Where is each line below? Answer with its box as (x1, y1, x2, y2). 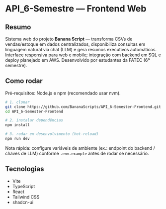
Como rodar (5, 77, 43, 85)
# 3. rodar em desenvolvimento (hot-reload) (5, 131, 99, 137)
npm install (5, 122, 30, 127)
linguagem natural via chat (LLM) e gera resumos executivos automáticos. (5, 47, 157, 52)
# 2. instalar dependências (5, 118, 64, 123)
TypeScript (12, 183, 35, 189)
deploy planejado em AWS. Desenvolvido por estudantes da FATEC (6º (5, 57, 150, 63)
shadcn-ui (12, 199, 34, 205)
